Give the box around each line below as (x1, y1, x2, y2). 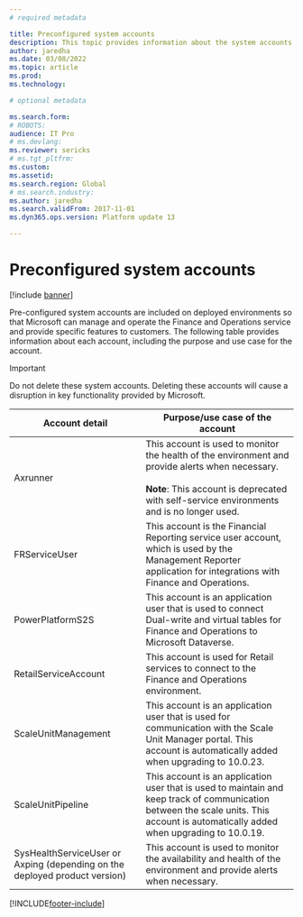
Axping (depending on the (14, 857, 124, 870)
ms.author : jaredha (9, 196, 83, 206)
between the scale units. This (145, 803, 271, 816)
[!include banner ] (9, 289, 74, 300)
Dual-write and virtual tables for (145, 613, 282, 626)
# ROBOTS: (9, 121, 47, 130)
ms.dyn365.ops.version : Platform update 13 (9, 213, 176, 222)
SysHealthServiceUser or (14, 847, 122, 859)
